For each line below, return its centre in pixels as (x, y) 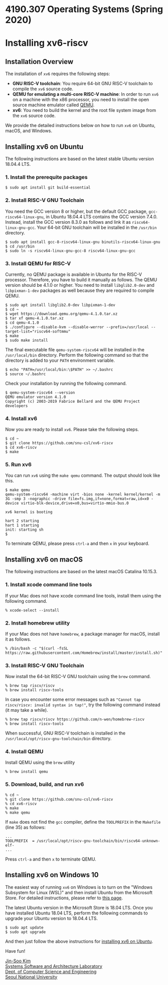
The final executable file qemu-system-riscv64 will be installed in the (75, 349)
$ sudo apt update (24, 928)
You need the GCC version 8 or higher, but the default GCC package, (76, 211)
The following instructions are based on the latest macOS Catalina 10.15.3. (81, 572)
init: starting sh (24, 530)
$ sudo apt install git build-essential (48, 188)
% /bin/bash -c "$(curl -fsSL (37, 648)
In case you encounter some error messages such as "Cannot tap (73, 700)
